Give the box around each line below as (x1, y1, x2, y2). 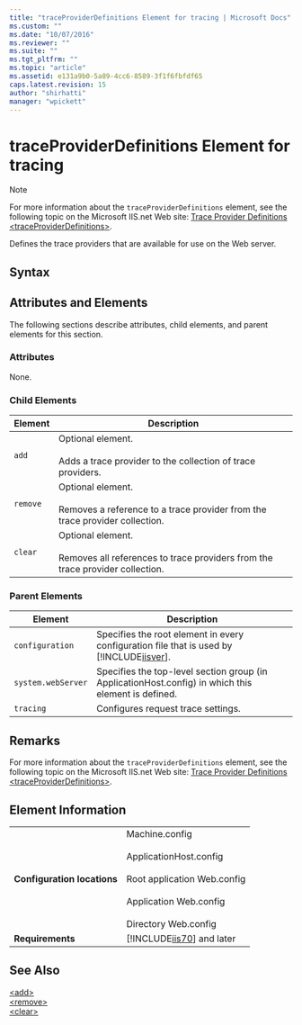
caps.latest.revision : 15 (9, 80, 106, 89)
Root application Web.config (126, 873, 246, 886)
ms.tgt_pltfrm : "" (9, 55, 78, 64)
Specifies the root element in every (95, 628, 244, 641)
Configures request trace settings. (95, 703, 241, 715)
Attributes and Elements (9, 295, 148, 310)
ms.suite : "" (9, 47, 58, 56)
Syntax (9, 265, 50, 280)
